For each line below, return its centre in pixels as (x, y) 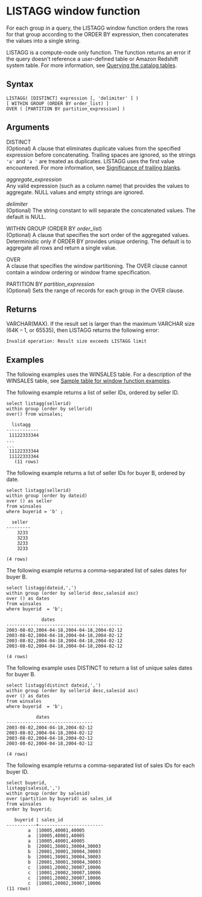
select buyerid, (27, 783)
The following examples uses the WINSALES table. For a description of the (99, 374)
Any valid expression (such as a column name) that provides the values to (98, 186)
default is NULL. (26, 216)
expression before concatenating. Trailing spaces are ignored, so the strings (101, 155)
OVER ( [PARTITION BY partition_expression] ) (66, 109)
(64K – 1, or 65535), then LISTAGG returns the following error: (83, 330)
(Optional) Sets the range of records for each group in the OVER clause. (95, 290)
